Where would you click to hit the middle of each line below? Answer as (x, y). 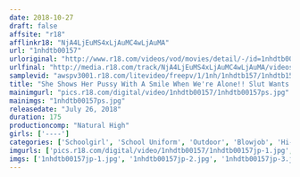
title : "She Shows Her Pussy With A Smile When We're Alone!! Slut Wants (150, 84)
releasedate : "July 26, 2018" (66, 109)
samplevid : (29, 76)
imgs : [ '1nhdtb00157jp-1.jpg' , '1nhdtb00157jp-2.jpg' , (113, 159)
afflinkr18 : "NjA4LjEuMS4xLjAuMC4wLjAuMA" (89, 42)
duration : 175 (36, 117)
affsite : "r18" (37, 34)
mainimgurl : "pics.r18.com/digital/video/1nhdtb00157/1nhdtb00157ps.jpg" (150, 92)
